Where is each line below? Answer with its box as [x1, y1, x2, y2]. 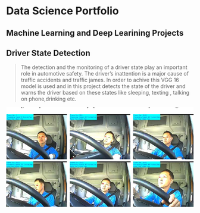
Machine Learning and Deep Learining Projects [6, 28, 184, 38]
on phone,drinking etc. [20, 95, 77, 102]
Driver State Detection [6, 48, 90, 58]
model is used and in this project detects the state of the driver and [20, 83, 186, 90]
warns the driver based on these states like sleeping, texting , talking [20, 89, 189, 96]
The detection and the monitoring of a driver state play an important [20, 64, 187, 71]
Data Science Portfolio [6, 4, 119, 18]
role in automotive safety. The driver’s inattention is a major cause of [20, 70, 189, 77]
